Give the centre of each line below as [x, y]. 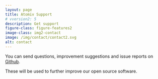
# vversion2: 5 [21, 19]
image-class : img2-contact [33, 33]
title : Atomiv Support [29, 14]
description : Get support [32, 24]
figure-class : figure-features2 [39, 28]
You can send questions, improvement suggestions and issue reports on [79, 56]
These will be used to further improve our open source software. [71, 71]
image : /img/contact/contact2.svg [41, 38]
